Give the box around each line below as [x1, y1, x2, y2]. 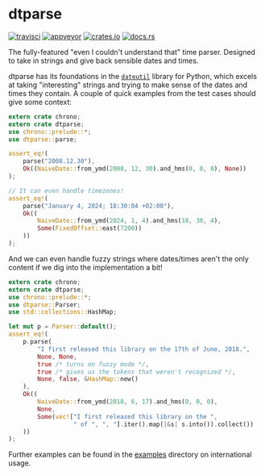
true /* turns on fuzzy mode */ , [37, 360, 150, 368]
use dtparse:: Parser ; [8, 300, 81, 309]
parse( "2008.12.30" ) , [23, 157, 95, 165]
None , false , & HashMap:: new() [37, 375, 139, 383]
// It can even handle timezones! [8, 186, 125, 194]
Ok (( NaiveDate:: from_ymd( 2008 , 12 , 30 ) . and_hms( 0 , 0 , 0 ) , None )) [23, 165, 247, 173]
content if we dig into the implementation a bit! [8, 262, 163, 272]
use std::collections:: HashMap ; [8, 308, 117, 316]
